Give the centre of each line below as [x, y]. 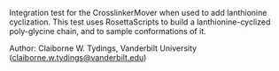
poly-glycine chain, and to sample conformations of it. [108, 31]
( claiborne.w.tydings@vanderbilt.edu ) [78, 57]
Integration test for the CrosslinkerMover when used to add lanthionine [138, 13]
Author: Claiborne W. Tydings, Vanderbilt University [103, 48]
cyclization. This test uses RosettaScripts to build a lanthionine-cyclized [140, 22]
